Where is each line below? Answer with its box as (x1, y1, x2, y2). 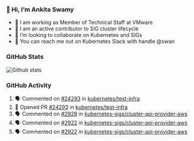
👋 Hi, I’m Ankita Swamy (6, 5, 74, 14)
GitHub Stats (6, 53, 44, 61)
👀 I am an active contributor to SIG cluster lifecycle (14, 25, 139, 32)
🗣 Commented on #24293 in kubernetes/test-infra (14, 95, 141, 102)
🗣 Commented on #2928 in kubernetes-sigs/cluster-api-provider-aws (14, 110, 188, 117)
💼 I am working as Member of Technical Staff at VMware (14, 19, 153, 26)
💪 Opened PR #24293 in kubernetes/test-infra (14, 104, 128, 111)
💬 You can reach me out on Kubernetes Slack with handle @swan (14, 38, 175, 45)
